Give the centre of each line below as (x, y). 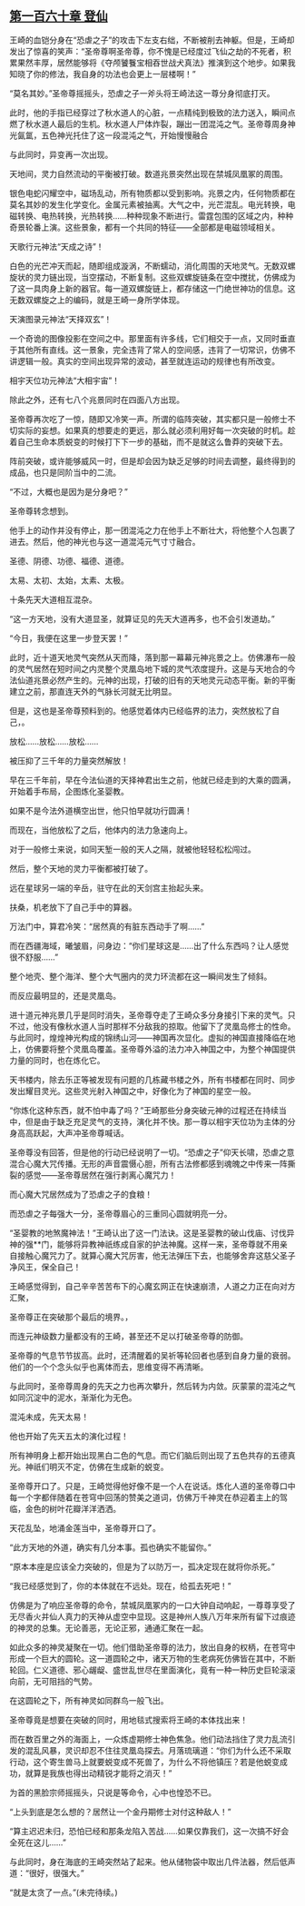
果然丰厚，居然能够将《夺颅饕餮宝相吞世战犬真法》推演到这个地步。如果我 (156, 63)
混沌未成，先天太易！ (49, 1417)
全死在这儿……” (38, 1842)
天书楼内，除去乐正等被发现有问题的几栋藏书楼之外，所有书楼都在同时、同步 (152, 1080)
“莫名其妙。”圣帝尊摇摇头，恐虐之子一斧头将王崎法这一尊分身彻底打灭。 (142, 93)
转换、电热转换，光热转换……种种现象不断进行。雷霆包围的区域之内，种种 (155, 215)
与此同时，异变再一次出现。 (61, 154)
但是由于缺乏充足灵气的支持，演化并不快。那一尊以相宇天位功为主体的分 (160, 1121)
